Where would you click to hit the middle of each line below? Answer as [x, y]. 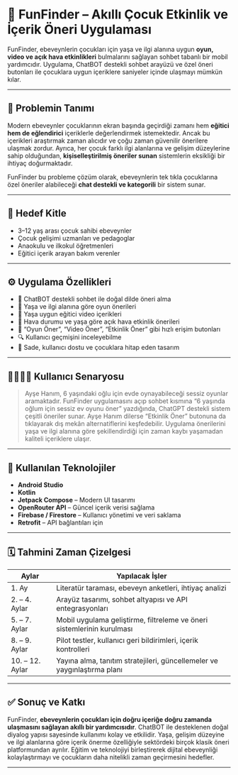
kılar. [14, 79]
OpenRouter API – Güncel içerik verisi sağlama [86, 507]
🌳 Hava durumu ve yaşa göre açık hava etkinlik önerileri [98, 321]
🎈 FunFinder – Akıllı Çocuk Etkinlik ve [118, 15]
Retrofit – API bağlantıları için [60, 522]
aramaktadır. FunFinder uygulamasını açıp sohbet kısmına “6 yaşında [125, 401]
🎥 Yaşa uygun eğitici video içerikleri [69, 314]
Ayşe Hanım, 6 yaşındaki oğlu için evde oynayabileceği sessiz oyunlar [126, 394]
